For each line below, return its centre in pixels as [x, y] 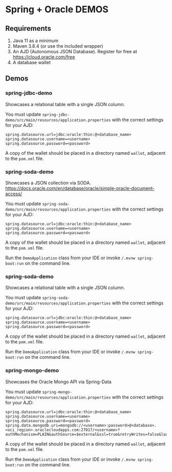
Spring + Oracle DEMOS [57, 9]
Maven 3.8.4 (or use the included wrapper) [58, 46]
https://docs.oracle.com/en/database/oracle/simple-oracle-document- [80, 188]
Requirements [28, 28]
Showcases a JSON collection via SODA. [48, 182]
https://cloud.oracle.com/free [44, 57]
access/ [14, 194]
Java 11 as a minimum [36, 40]
